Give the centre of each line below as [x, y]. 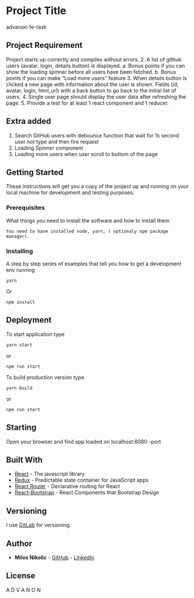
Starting [21, 428]
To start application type [35, 334]
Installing [20, 251]
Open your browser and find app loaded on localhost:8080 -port [84, 441]
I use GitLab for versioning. [39, 525]
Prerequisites [25, 208]
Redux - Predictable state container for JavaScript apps [82, 480]
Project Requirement [44, 45]
